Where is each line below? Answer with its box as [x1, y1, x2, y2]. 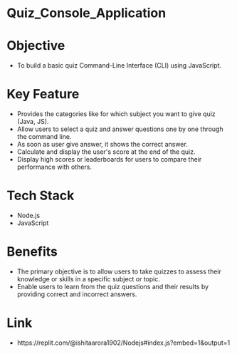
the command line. [16, 132, 72, 141]
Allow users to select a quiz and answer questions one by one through [16, 125, 223, 133]
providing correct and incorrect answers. [16, 290, 137, 298]
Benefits [6, 244, 58, 260]
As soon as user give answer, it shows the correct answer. [16, 140, 188, 149]
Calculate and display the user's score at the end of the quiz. [16, 147, 196, 156]
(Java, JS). [16, 118, 49, 126]
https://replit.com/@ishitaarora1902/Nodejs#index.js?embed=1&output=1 [16, 338, 231, 347]
